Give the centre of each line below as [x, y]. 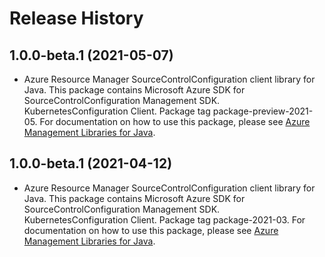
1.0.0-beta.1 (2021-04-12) [91, 163]
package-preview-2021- [263, 111]
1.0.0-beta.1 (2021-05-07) [91, 55]
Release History [76, 18]
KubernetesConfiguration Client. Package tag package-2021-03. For [164, 219]
